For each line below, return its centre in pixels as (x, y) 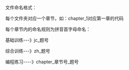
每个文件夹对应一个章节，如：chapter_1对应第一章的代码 (64, 18)
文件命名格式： (21, 7)
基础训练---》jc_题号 (27, 40)
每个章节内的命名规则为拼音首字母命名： (48, 29)
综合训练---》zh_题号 (28, 51)
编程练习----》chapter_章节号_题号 (42, 62)
